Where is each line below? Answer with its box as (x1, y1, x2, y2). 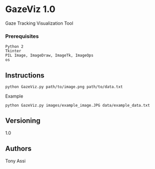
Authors (5, 144, 32, 153)
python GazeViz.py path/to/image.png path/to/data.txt (5, 84, 123, 90)
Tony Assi (5, 157, 26, 164)
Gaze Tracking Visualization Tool (5, 20, 73, 26)
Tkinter (5, 49, 22, 54)
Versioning (5, 117, 40, 125)
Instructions (5, 71, 44, 79)
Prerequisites (5, 33, 39, 40)
